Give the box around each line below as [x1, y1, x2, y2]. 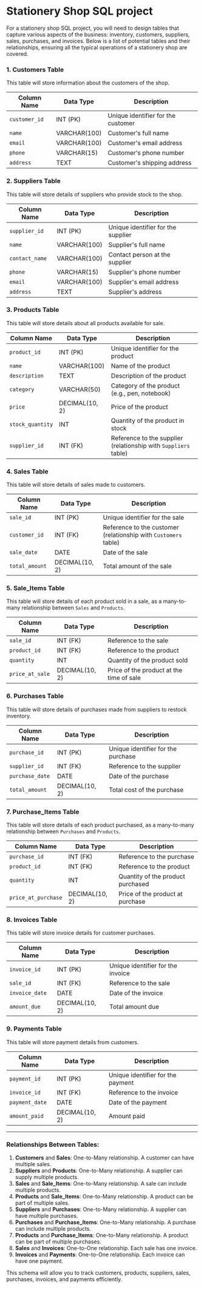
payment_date [9, 1099, 47, 1105]
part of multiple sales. [15, 1199, 70, 1206]
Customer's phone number [107, 149, 185, 157]
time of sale [107, 673, 141, 682]
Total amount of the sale [103, 562, 172, 571]
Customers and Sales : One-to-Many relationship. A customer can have [15, 1153, 194, 1161]
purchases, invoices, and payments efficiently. [6, 1275, 123, 1283]
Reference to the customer [103, 523, 179, 532]
